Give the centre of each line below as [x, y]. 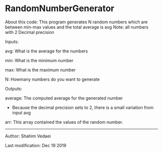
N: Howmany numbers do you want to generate [52, 79]
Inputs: [12, 41]
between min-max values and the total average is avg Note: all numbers [77, 27]
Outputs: [14, 88]
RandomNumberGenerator [60, 8]
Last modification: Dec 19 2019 [36, 145]
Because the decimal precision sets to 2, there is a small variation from [83, 107]
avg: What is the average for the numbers [47, 51]
